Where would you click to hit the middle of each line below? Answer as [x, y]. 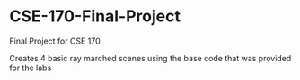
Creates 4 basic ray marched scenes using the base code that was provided [150, 58]
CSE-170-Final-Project [95, 16]
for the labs [31, 68]
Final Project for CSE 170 [55, 41]
